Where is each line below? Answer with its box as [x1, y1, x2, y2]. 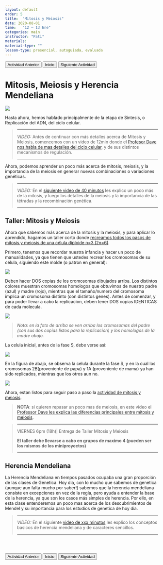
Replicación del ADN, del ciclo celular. [5, 120, 81, 126]
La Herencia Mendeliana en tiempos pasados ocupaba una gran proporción [5, 475, 156, 480]
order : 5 [5, 12, 23, 17]
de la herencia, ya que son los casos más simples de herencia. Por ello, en [5, 495, 154, 501]
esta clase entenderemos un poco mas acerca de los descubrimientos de [5, 500, 152, 506]
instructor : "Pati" [5, 34, 45, 39]
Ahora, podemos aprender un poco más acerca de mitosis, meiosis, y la [5, 163, 148, 169]
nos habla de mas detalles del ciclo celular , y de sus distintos [16, 144, 139, 150]
